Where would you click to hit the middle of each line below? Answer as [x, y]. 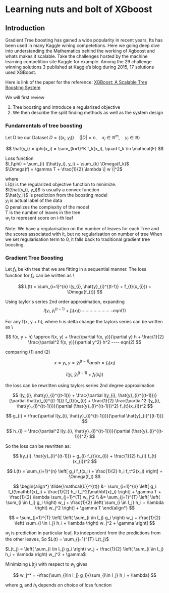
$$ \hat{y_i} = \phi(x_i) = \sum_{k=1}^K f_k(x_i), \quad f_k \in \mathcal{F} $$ [85, 148]
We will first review [25, 97]
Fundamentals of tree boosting [44, 125]
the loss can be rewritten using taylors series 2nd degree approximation [80, 385]
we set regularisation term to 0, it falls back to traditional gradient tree [78, 239]
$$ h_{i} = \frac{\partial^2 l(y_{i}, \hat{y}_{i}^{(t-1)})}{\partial [68, 431]
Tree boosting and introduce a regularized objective [66, 107]
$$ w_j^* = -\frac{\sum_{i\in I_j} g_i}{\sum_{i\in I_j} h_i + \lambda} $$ [85, 575]
